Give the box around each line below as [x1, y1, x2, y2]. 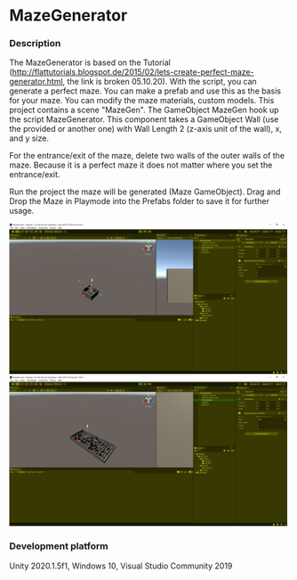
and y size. [9, 133, 49, 143]
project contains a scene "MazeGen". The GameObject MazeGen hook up [9, 104, 279, 116]
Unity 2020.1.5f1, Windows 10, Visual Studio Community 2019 [9, 560, 233, 571]
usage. [9, 206, 35, 216]
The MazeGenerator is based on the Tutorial [9, 57, 171, 68]
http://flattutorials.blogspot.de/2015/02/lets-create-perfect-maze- [12, 67, 255, 78]
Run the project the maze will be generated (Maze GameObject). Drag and [9, 186, 281, 197]
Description [9, 37, 61, 50]
